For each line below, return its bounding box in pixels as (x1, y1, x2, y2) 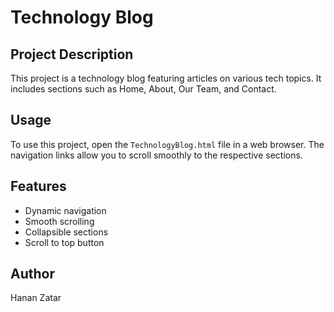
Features (10, 178, 67, 195)
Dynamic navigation (24, 204, 107, 216)
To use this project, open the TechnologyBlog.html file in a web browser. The (10, 138, 325, 150)
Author (10, 266, 55, 283)
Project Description (10, 46, 134, 63)
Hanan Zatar (10, 292, 62, 304)
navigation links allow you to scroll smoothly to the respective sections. (10, 149, 303, 161)
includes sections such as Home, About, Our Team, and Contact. (10, 83, 277, 95)
